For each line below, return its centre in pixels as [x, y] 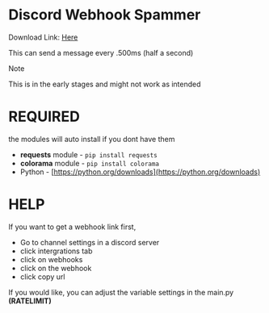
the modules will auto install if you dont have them [92, 139]
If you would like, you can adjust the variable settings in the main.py [121, 292]
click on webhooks [51, 259]
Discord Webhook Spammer [105, 15]
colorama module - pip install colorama [90, 163]
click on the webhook [56, 268]
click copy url [42, 277]
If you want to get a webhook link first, [72, 227]
